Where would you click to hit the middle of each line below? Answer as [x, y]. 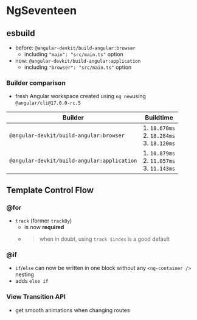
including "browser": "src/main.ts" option [78, 67]
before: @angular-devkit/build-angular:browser [75, 48]
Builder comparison [36, 83]
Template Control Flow [50, 190]
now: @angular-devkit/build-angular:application [78, 61]
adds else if [32, 281]
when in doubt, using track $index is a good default [105, 239]
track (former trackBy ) [43, 221]
